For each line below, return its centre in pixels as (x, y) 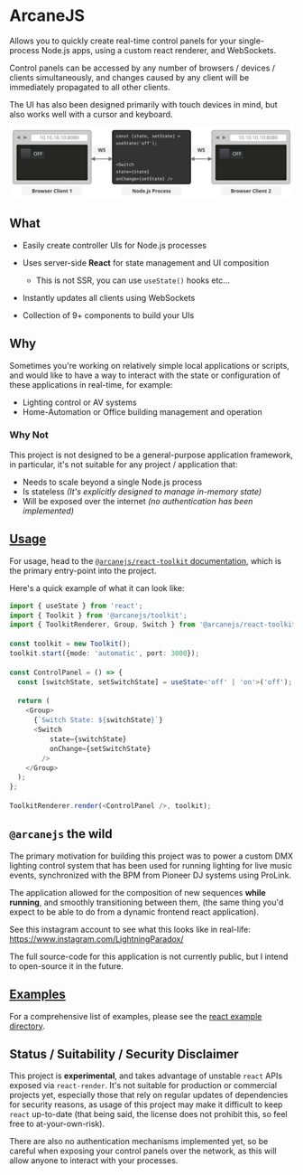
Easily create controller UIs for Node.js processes (115, 245)
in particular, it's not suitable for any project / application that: (124, 464)
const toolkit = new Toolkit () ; (70, 644)
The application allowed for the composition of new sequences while (138, 892)
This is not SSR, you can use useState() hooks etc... (133, 280)
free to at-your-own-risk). (57, 1124)
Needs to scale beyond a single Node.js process (112, 482)
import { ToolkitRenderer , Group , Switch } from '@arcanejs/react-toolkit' (155, 625)
